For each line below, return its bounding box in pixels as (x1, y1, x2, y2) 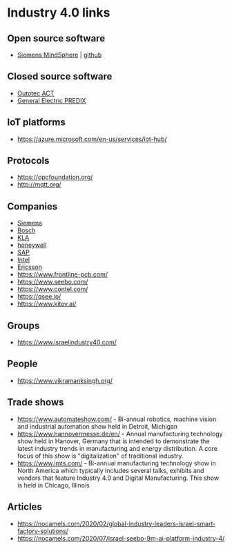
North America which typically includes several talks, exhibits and (17, 466, 204, 474)
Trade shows (7, 396, 64, 409)
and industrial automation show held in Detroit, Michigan (17, 422, 178, 430)
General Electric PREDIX (17, 96, 86, 104)
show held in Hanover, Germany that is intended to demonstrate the (17, 437, 210, 445)
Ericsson (17, 263, 43, 271)
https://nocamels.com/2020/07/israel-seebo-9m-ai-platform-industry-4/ (17, 534, 225, 542)
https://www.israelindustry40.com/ (17, 338, 117, 346)
